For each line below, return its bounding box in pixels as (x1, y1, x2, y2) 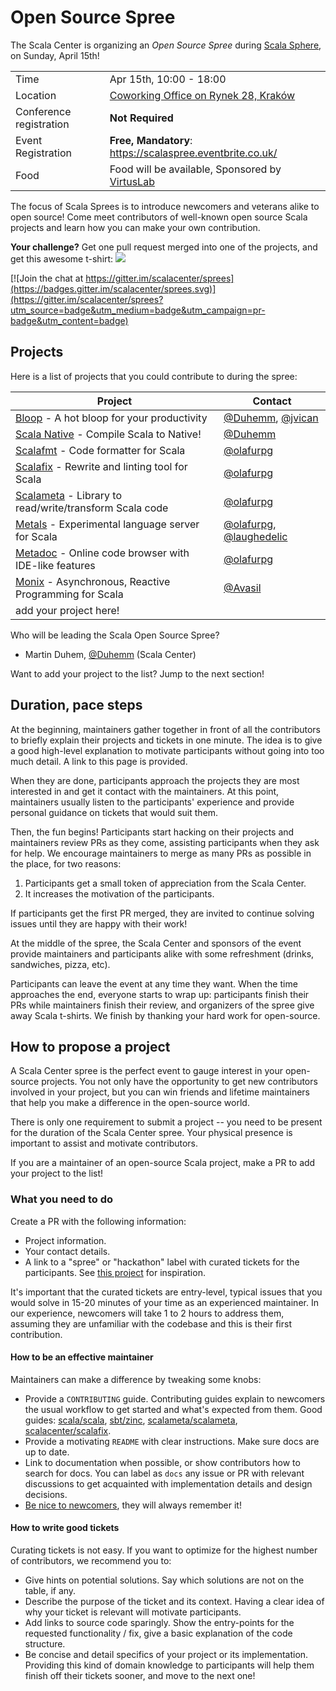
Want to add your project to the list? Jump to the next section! (10, 667, 265, 680)
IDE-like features (15, 558, 96, 572)
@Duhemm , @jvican (223, 411, 319, 425)
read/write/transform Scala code (15, 501, 169, 515)
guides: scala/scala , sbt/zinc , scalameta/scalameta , (24, 1414, 238, 1426)
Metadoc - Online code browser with (15, 546, 190, 560)
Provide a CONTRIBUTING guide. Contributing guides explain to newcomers (24, 1392, 326, 1405)
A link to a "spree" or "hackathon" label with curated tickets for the (24, 1256, 300, 1268)
